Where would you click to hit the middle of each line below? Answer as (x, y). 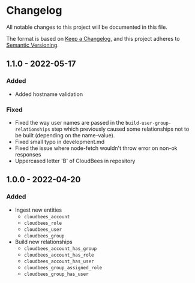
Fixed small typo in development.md (60, 141)
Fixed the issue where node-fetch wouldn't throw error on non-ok (96, 148)
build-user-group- (148, 123)
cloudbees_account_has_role (59, 255)
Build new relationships (44, 242)
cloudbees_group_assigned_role (63, 267)
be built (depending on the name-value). (65, 135)
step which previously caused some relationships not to (120, 129)
